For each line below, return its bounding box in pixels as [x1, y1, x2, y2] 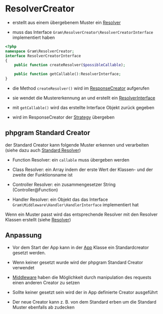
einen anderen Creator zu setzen [12, 280, 80, 286]
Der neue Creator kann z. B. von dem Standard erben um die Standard [12, 299, 157, 305]
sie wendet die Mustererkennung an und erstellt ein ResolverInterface [12, 95, 156, 101]
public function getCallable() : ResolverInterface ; [14, 72, 121, 77]
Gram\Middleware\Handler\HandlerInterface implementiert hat [12, 201, 139, 207]
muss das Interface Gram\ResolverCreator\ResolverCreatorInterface [12, 29, 154, 35]
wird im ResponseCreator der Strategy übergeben [12, 114, 115, 120]
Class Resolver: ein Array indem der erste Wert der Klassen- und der [12, 166, 153, 172]
